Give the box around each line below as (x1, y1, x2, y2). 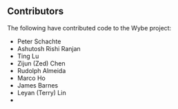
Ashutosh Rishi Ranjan (17, 44, 81, 52)
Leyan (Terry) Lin (17, 88, 67, 97)
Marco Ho (17, 74, 46, 82)
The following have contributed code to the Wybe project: (7, 23, 172, 32)
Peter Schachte (17, 37, 61, 46)
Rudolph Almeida (17, 66, 66, 75)
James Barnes (17, 81, 59, 89)
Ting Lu (17, 52, 39, 60)
